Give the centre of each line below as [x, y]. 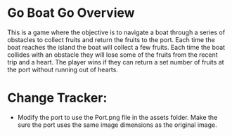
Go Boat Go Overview [71, 13]
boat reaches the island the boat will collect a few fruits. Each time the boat [116, 47]
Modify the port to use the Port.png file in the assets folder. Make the [117, 117]
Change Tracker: [57, 98]
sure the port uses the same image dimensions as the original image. [117, 125]
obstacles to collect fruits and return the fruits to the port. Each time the [111, 39]
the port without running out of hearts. [63, 69]
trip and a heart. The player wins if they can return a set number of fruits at [116, 62]
